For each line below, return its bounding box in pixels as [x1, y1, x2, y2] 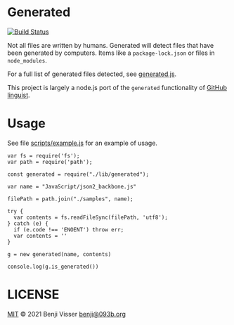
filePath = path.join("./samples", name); [7, 195, 134, 203]
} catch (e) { [7, 219, 49, 227]
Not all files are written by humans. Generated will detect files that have [7, 41, 214, 49]
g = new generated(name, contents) [7, 250, 112, 257]
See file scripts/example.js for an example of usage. [7, 139, 158, 147]
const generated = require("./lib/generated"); [7, 170, 150, 178]
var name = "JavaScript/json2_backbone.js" [7, 183, 137, 190]
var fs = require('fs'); [7, 152, 80, 159]
